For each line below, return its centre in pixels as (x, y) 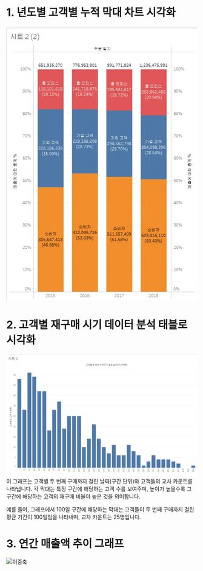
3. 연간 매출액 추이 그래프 (65, 543)
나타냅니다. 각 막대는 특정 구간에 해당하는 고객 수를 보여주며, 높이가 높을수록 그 (99, 489)
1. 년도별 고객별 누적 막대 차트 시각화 (91, 12)
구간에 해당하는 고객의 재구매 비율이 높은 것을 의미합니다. (73, 496)
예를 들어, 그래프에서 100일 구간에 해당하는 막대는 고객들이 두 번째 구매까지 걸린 (100, 509)
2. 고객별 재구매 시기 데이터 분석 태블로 (97, 325)
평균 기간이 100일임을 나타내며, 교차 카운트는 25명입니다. (74, 517)
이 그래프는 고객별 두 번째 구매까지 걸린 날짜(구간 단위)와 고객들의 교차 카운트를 (99, 481)
